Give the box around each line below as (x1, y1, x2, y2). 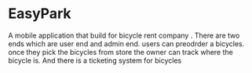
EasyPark (8, 5, 71, 23)
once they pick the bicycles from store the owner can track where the (8, 47, 233, 57)
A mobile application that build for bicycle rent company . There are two (8, 31, 240, 40)
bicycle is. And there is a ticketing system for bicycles (8, 56, 182, 65)
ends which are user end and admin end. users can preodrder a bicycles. (8, 38, 245, 48)
